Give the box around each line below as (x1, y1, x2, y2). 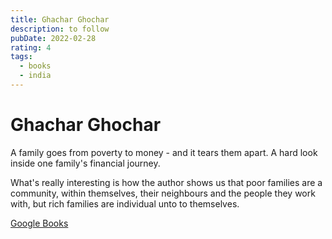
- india (19, 71, 52, 81)
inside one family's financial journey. (10, 157, 161, 169)
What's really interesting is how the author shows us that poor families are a (10, 176, 323, 188)
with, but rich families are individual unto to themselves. (10, 197, 240, 210)
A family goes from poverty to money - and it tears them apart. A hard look (10, 146, 318, 158)
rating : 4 (10, 42, 52, 53)
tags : (10, 52, 33, 62)
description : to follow (10, 24, 110, 34)
